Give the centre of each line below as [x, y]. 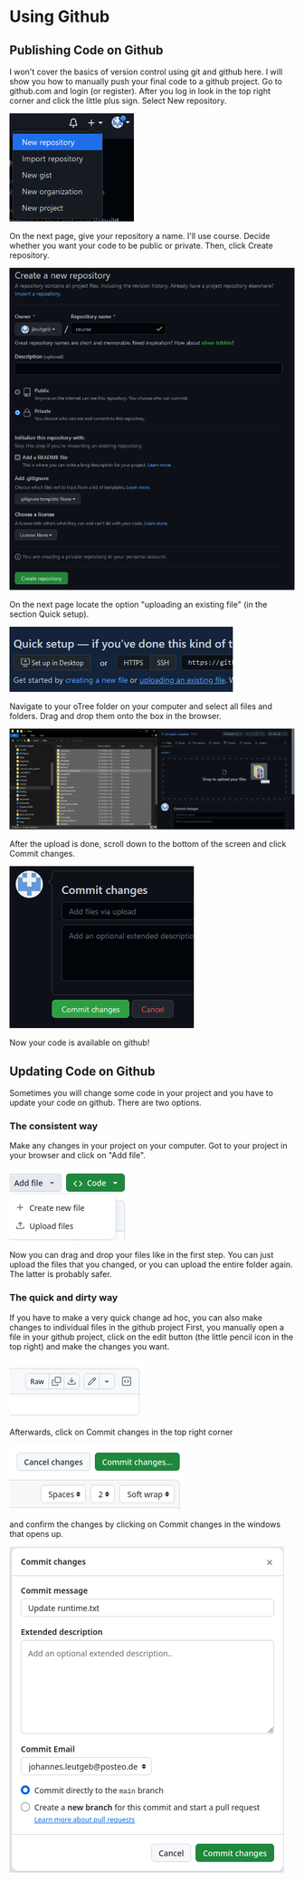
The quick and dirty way [64, 1298]
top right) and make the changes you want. [90, 1346]
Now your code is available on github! [80, 1042]
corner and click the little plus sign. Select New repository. [118, 101]
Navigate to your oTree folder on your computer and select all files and [141, 706]
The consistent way [53, 1126]
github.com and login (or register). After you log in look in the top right [140, 91]
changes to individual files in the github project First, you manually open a [147, 1327]
